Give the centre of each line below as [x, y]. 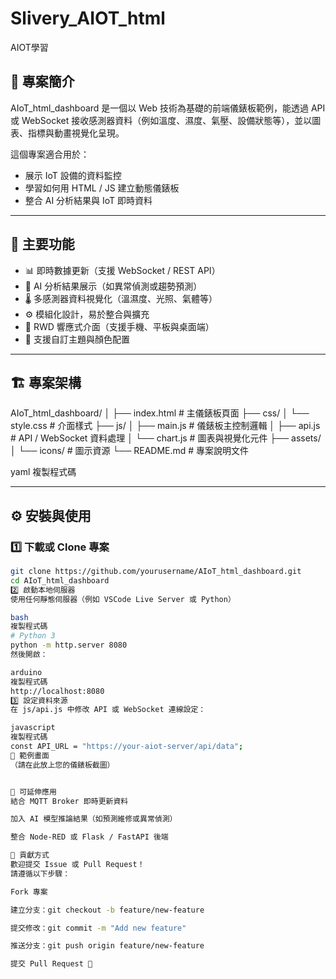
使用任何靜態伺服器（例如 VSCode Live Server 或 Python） [123, 599]
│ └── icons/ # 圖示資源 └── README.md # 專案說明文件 [130, 451]
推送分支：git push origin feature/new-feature [107, 946]
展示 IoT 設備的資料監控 [73, 175]
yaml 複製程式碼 [43, 472]
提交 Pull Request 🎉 [51, 964]
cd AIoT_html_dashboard [60, 580]
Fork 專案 [29, 892]
